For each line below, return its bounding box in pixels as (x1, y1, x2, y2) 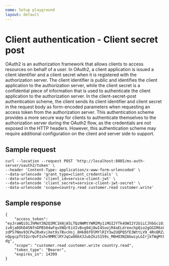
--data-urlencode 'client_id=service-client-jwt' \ (5, 176, 116, 181)
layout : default (5, 12, 39, 17)
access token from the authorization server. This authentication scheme (5, 109, 154, 115)
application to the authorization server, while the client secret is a (5, 83, 140, 89)
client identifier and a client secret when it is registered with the (5, 72, 137, 78)
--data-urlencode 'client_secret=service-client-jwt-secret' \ (5, 181, 141, 186)
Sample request (5, 145, 56, 154)
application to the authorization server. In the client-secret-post (5, 93, 137, 99)
